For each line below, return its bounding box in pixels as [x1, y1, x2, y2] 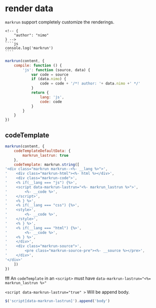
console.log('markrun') [5, 45, 54, 50]
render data [5, 3, 54, 14]
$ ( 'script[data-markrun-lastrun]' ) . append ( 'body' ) [5, 298, 110, 303]
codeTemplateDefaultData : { [14, 148, 71, 153]
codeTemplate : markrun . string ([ [14, 162, 79, 167]
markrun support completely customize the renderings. [5, 19, 115, 25]
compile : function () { [14, 63, 62, 68]
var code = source [31, 72, 69, 77]
